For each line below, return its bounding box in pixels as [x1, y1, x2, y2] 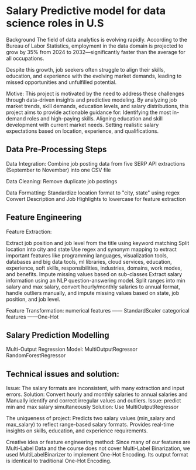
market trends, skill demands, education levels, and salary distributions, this [6, 102, 189, 109]
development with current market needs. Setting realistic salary [6, 121, 159, 128]
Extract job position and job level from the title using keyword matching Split [6, 239, 190, 246]
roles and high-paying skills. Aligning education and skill [27, 115, 163, 122]
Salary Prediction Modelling [6, 330, 109, 340]
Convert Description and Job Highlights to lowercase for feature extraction [6, 195, 186, 202]
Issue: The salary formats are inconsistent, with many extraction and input [6, 385, 185, 392]
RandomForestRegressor [6, 352, 66, 359]
